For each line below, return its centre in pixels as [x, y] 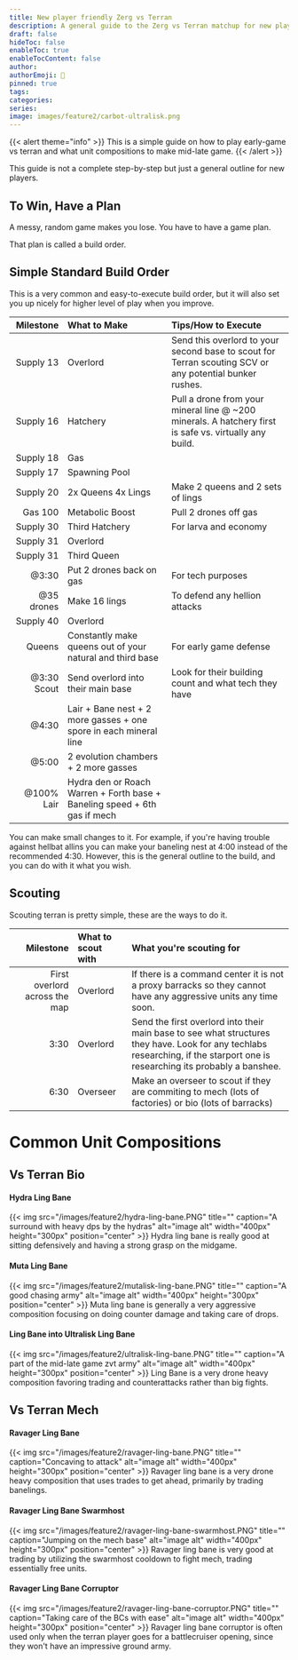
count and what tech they [224, 683]
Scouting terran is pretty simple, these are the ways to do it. [118, 915]
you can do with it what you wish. [70, 865]
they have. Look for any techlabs [200, 1044]
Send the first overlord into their [198, 1021]
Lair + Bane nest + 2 [110, 709]
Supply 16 [37, 421]
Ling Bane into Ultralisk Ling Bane [72, 1334]
